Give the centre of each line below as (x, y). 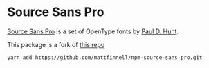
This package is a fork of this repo (56, 44)
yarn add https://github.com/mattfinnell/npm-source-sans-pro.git (105, 57)
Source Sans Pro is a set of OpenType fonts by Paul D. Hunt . (93, 31)
